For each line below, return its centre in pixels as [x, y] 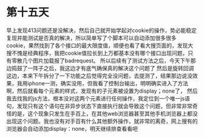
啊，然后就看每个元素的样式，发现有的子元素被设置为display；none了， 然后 [102, 91]
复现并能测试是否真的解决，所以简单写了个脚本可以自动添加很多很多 [91, 38]
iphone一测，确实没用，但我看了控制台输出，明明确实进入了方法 [108, 83]
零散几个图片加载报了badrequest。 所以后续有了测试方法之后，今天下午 [101, 61]
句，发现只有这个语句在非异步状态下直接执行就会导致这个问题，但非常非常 [99, 106]
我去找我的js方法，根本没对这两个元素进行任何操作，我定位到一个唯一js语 [98, 98]
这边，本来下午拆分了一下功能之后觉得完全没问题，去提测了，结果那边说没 [99, 76]
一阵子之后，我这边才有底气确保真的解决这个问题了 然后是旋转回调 [110, 68]
